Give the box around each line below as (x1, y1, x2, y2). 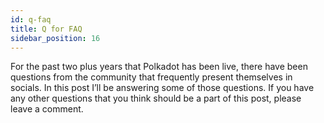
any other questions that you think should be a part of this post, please (10, 92, 302, 105)
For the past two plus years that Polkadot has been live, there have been (10, 61, 308, 73)
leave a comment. (10, 103, 84, 115)
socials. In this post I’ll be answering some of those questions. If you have (10, 82, 315, 94)
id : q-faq (10, 14, 52, 25)
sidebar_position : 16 (10, 33, 101, 43)
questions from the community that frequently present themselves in (10, 71, 293, 83)
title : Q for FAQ (10, 24, 83, 34)
